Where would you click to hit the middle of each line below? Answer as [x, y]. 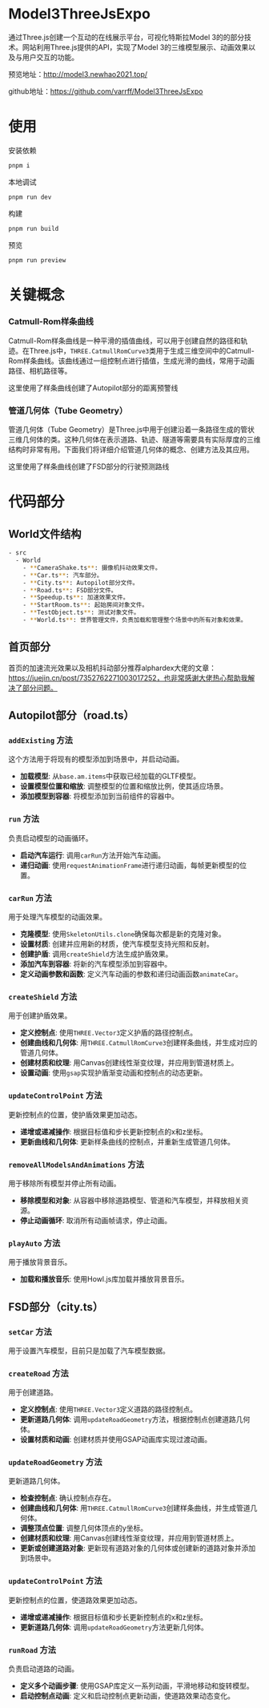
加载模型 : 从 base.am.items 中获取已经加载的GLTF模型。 [110, 776]
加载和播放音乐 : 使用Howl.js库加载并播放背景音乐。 [104, 1279]
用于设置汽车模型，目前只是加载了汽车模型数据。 [89, 1351]
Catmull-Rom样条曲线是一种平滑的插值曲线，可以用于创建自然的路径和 [124, 341]
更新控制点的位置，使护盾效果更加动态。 [75, 1114]
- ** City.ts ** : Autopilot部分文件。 [80, 583]
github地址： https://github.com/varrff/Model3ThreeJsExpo [106, 91]
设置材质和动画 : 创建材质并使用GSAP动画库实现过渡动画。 [116, 1439]
